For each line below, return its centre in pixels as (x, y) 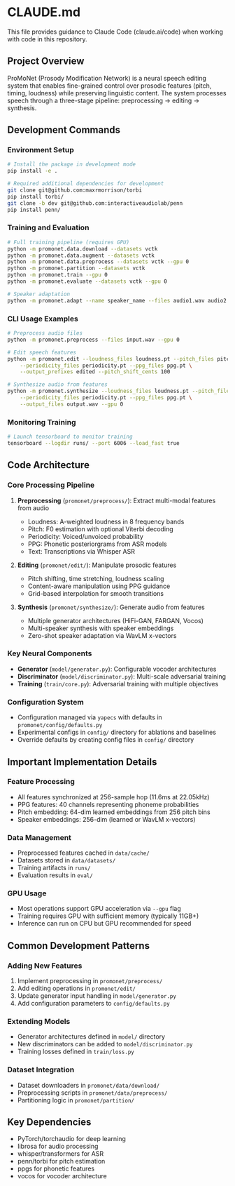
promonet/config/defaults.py (60, 726)
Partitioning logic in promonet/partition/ (76, 1100)
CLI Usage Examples (43, 319)
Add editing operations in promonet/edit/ (77, 988)
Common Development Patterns (79, 946)
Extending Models (39, 1021)
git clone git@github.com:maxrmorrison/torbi (74, 190)
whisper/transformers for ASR (60, 1154)
